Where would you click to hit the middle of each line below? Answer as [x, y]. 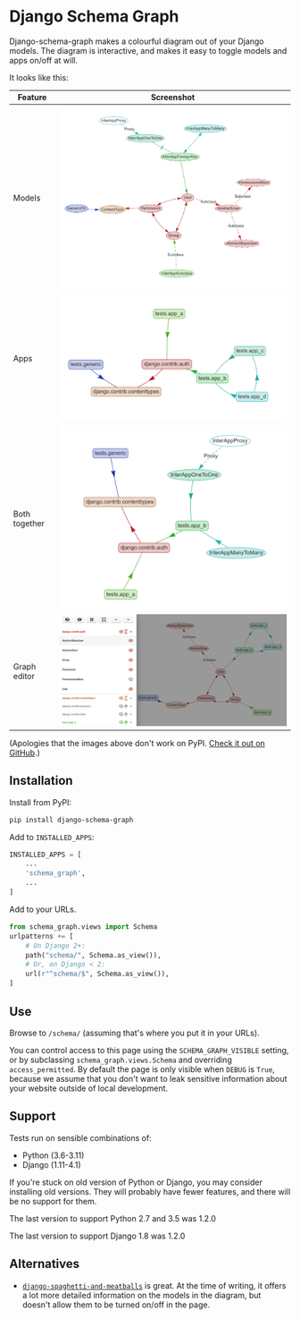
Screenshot [173, 98]
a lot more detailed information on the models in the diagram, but [142, 1295]
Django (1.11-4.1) [51, 1164]
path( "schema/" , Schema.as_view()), [94, 955]
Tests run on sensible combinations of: [80, 1137]
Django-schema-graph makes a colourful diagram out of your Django [137, 41]
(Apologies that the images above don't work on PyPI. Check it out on [137, 743]
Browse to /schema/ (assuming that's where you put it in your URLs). [135, 1033]
